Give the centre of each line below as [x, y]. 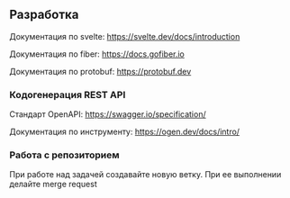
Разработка [44, 15]
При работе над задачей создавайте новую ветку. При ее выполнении [145, 175]
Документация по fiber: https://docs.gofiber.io [97, 54]
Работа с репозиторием [64, 155]
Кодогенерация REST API [68, 94]
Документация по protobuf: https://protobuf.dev [100, 71]
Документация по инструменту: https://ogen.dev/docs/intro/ [125, 132]
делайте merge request [53, 184]
